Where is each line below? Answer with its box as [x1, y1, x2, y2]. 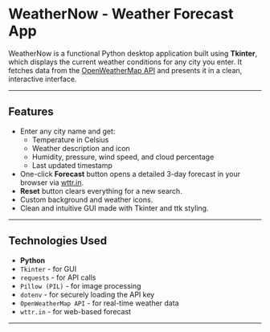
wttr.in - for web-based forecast [19, 306, 131, 316]
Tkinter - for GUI [19, 264, 77, 273]
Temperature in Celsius [31, 134, 109, 145]
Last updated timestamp [31, 160, 112, 170]
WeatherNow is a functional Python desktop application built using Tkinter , [8, 48, 258, 58]
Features [8, 105, 54, 119]
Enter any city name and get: [19, 126, 116, 136]
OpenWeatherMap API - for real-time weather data [19, 298, 179, 308]
